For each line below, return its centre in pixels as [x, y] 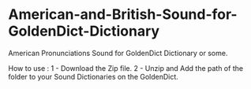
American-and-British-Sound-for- [123, 15]
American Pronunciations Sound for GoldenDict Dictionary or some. [118, 53]
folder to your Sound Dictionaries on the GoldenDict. [94, 76]
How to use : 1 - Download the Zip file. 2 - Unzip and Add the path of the [126, 68]
